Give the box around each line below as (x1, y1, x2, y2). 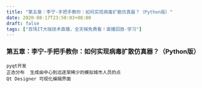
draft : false (6, 20, 40, 26)
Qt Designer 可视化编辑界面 (6, 76, 71, 82)
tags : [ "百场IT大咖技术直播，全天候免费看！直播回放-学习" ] (6, 26, 142, 32)
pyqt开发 (6, 62, 27, 69)
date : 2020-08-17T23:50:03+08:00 (6, 15, 92, 21)
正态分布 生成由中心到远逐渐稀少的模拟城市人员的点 (6, 69, 121, 75)
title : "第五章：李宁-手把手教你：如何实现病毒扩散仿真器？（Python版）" (6, 9, 173, 15)
